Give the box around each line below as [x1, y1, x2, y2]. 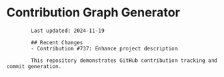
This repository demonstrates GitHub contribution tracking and [31, 57, 218, 64]
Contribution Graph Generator [6, 5, 180, 20]
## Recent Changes [31, 39, 83, 46]
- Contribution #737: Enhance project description [31, 45, 178, 52]
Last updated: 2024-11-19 [31, 27, 105, 34]
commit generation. [6, 63, 62, 70]
